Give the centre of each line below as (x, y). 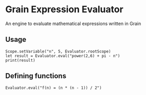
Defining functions (36, 76)
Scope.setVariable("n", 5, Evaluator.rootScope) (58, 51)
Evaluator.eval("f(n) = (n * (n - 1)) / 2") (54, 88)
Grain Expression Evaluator (65, 9)
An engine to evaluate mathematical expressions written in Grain (73, 23)
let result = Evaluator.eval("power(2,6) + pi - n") (63, 56)
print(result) (20, 60)
